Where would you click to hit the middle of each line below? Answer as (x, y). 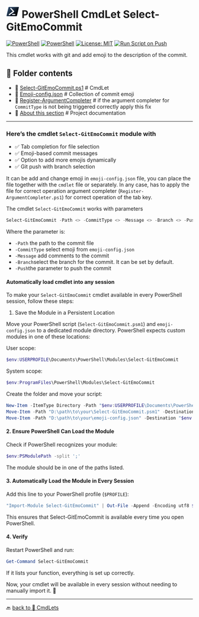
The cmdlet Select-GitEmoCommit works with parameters (75, 209)
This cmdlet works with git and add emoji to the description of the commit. (97, 54)
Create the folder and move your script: (54, 394)
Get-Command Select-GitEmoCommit (47, 561)
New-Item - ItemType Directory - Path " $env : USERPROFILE (75, 405)
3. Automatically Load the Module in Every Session (70, 481)
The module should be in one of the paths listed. (65, 467)
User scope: (21, 348)
